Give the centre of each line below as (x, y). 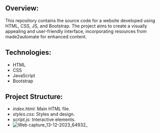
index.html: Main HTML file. (41, 109)
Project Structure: (34, 97)
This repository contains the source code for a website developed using (80, 20)
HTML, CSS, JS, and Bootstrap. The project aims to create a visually (76, 26)
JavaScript (24, 75)
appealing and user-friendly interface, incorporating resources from (76, 31)
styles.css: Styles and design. (44, 114)
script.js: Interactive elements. (44, 120)
